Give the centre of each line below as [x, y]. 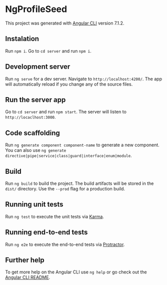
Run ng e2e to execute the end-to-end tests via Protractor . [65, 244]
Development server [38, 67]
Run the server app [35, 99]
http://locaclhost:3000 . [30, 117]
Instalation [22, 39]
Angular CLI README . [28, 277]
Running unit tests [34, 205]
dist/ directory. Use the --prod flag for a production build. [65, 189]
